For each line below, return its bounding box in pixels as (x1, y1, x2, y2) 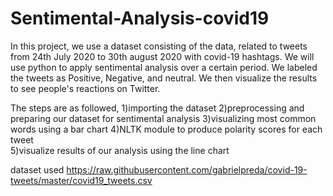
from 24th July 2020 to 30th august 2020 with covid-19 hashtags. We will (10, 50, 315, 62)
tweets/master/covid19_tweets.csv (10, 174, 153, 186)
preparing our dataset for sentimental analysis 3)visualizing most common (10, 112, 317, 124)
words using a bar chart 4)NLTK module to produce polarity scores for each (10, 123, 323, 135)
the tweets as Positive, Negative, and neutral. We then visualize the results (10, 72, 318, 84)
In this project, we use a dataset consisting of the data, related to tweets (10, 40, 308, 52)
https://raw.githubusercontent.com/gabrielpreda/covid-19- (66, 163, 308, 176)
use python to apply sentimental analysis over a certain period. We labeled (10, 61, 318, 73)
